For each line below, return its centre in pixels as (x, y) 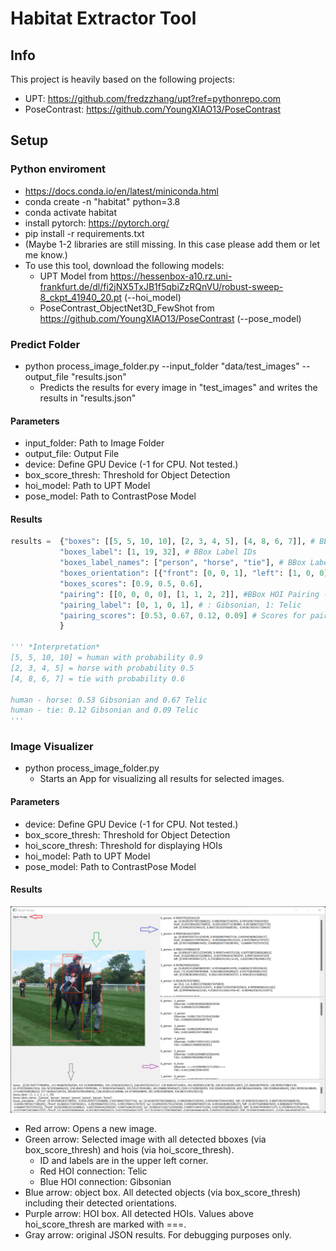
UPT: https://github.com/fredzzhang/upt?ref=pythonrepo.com (153, 98)
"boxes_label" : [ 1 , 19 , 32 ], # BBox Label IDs (158, 552)
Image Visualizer (52, 747)
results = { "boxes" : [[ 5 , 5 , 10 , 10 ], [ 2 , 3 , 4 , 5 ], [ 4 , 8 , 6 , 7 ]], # (163, 542)
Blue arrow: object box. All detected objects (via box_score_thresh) (163, 1192)
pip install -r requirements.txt (84, 233)
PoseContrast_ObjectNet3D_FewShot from (127, 308)
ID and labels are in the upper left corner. (124, 1160)
